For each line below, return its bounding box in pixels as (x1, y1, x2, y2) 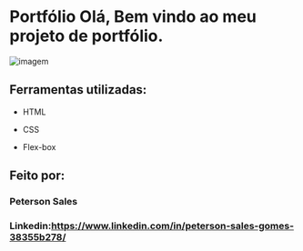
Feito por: (9, 168, 66, 184)
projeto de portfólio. (9, 25, 164, 46)
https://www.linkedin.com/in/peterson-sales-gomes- (51, 219, 294, 232)
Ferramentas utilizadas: (9, 82, 147, 97)
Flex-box (22, 141, 56, 152)
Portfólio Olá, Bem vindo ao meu (9, 6, 257, 27)
